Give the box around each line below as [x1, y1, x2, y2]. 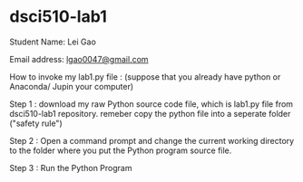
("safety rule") [9, 118, 63, 129]
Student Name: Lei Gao [9, 36, 97, 47]
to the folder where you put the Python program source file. [9, 145, 232, 156]
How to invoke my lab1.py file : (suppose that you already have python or [9, 71, 281, 82]
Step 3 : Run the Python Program [9, 162, 132, 173]
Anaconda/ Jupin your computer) [9, 81, 134, 91]
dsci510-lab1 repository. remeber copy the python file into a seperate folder [9, 108, 291, 119]
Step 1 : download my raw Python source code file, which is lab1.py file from [9, 98, 293, 110]
